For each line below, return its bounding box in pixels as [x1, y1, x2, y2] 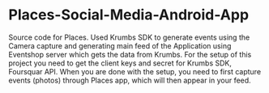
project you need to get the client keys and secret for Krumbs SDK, [8, 58, 233, 68]
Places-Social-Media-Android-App [8, 6, 250, 24]
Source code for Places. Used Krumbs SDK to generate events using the [8, 32, 250, 42]
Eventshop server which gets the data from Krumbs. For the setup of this [8, 49, 252, 59]
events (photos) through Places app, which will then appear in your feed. [8, 75, 251, 85]
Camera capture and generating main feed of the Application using [8, 40, 232, 50]
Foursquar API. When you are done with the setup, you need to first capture [8, 66, 262, 76]
